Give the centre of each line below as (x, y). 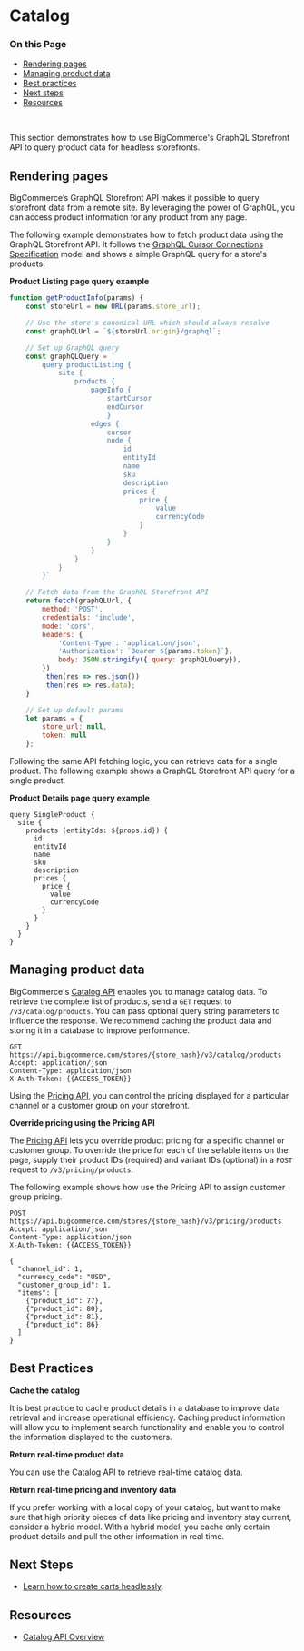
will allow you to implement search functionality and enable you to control (147, 1427)
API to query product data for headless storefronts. (105, 147)
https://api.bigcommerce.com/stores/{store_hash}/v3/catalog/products (146, 1055)
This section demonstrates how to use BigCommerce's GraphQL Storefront (150, 138)
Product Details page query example (79, 798)
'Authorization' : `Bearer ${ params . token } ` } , (145, 651)
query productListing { (87, 364)
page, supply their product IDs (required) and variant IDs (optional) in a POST (151, 1159)
